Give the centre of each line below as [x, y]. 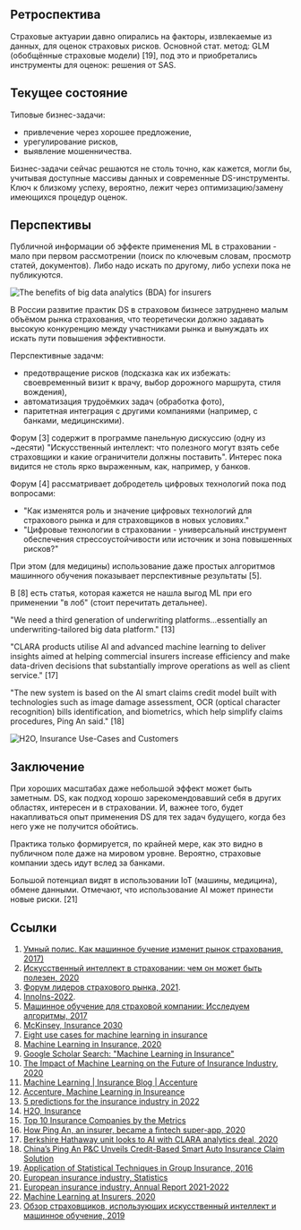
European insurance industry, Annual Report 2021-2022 [126, 1187]
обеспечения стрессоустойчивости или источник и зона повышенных [158, 539]
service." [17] [34, 675]
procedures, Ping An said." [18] [67, 721]
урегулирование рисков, [71, 142]
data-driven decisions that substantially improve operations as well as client [150, 666]
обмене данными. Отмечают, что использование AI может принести [142, 890]
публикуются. [37, 275]
